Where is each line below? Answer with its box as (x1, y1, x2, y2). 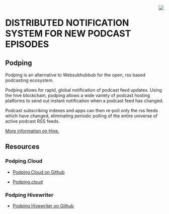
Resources (5, 142, 40, 151)
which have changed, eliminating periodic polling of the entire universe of (5, 113, 157, 119)
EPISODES (5, 39, 49, 50)
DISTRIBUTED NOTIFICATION (5, 17, 129, 29)
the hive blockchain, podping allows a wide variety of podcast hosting (5, 93, 150, 98)
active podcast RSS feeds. (5, 118, 60, 124)
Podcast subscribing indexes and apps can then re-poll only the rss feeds (5, 108, 158, 113)
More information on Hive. (5, 128, 59, 134)
